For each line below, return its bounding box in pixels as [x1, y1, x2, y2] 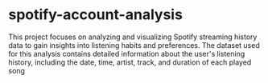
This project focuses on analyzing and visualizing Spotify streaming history [8, 32, 258, 41]
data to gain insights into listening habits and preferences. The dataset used [8, 40, 260, 49]
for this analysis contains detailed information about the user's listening [8, 49, 245, 58]
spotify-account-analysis [8, 6, 183, 24]
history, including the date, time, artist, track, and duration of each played [8, 57, 252, 67]
